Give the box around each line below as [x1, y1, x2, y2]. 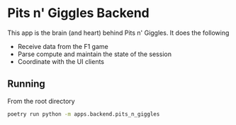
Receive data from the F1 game [17, 42, 108, 50]
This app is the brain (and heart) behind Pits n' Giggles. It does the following [7, 28, 230, 37]
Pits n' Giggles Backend [7, 5, 150, 21]
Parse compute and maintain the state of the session [17, 50, 172, 58]
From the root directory [7, 97, 76, 105]
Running [7, 78, 46, 90]
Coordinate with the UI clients [17, 57, 105, 65]
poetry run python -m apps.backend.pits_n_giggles [7, 110, 160, 118]
